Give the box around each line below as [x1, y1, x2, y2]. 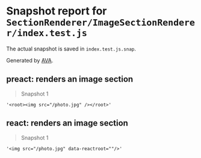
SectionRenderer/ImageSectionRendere [6, 17, 196, 28]
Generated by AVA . [6, 56, 54, 64]
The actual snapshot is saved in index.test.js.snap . [6, 45, 137, 52]
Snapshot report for [6, 4, 107, 18]
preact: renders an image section [6, 74, 134, 85]
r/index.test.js [6, 28, 87, 39]
